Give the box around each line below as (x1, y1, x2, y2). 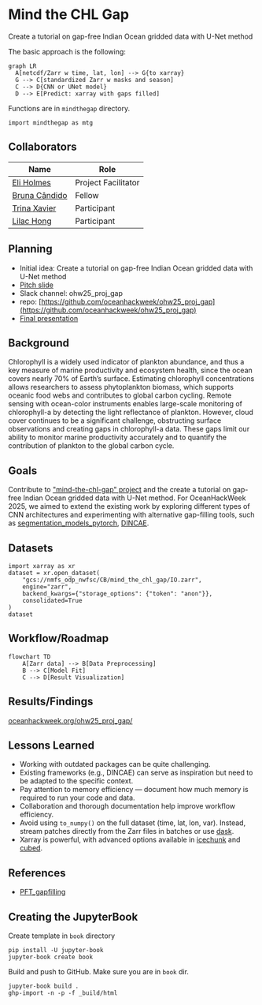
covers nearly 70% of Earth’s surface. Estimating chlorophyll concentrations (8, 374, 255, 383)
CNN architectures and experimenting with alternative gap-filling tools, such (8, 510, 255, 520)
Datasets (8, 541, 54, 555)
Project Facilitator (74, 177, 140, 188)
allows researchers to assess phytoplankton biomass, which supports (8, 383, 234, 392)
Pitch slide (19, 280, 54, 290)
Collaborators (8, 140, 77, 154)
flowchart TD (8, 652, 51, 660)
